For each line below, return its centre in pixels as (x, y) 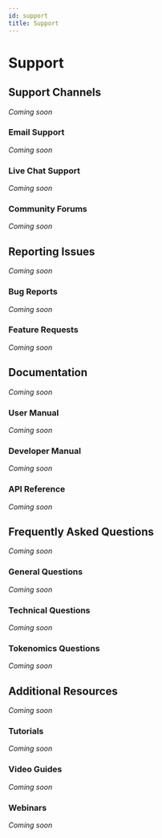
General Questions (45, 572)
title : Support (34, 23)
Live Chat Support (44, 171)
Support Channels (55, 93)
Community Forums (48, 209)
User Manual (34, 412)
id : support (28, 16)
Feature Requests (43, 330)
